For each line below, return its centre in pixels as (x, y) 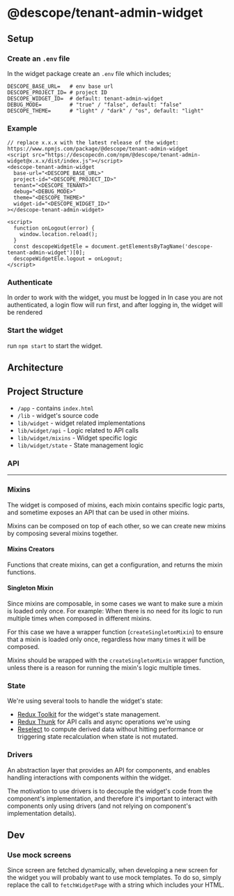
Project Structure (45, 391)
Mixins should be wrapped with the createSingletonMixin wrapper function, (116, 660)
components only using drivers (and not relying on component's (99, 806)
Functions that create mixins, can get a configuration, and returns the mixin (115, 565)
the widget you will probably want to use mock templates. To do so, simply (114, 878)
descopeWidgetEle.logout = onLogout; (68, 259)
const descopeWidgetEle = (51, 247)
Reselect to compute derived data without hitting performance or (110, 729)
